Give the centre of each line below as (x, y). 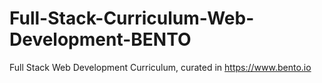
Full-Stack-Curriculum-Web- (132, 18)
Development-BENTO (100, 39)
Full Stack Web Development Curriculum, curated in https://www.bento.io (160, 67)
